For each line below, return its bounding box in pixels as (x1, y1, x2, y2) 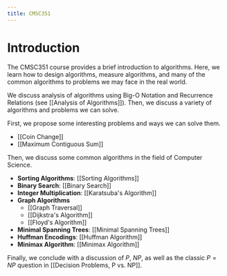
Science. (7, 160, 33, 169)
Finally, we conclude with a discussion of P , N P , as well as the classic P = (7, 253, 217, 261)
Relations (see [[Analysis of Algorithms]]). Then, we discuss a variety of (7, 98, 212, 107)
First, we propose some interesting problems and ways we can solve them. (7, 119, 221, 127)
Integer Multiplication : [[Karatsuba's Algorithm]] (17, 188, 157, 197)
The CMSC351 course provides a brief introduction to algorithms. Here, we (7, 63, 220, 71)
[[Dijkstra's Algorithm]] (27, 210, 93, 219)
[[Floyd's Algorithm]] (27, 218, 87, 226)
